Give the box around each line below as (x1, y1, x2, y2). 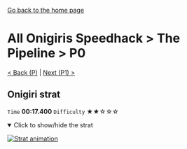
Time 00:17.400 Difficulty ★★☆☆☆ (7, 107, 119, 115)
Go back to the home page (7, 6, 85, 14)
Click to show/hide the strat (13, 120, 93, 129)
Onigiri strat (7, 89, 61, 101)
